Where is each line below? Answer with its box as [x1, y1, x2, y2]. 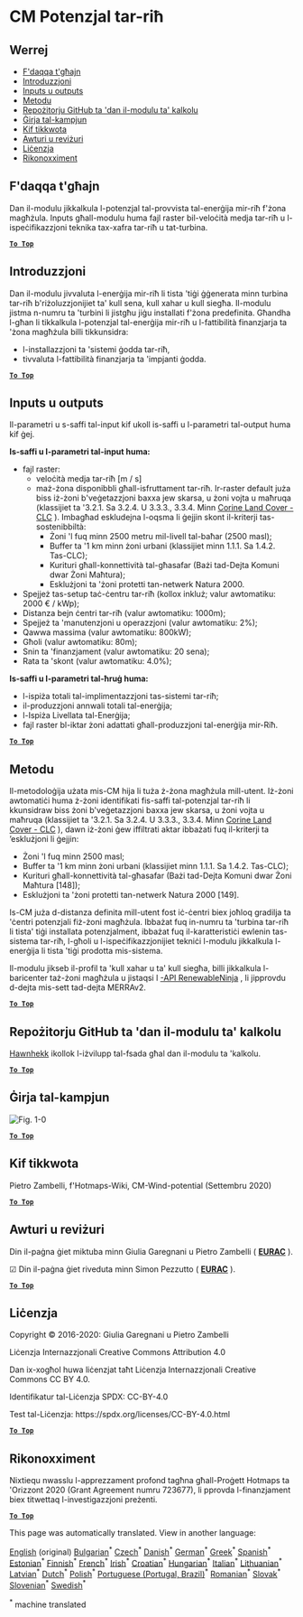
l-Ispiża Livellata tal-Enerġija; [22, 710, 131, 721]
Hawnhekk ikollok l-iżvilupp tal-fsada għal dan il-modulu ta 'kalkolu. [9, 1048, 262, 1059]
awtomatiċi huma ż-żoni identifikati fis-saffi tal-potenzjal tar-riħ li [9, 795, 251, 806]
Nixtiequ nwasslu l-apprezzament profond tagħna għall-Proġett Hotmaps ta [9, 1475, 290, 1486]
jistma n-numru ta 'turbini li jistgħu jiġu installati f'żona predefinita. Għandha [9, 307, 291, 318]
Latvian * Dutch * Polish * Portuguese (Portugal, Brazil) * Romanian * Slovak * [9, 1567, 281, 1580]
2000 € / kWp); [22, 598, 79, 609]
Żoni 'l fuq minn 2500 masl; [22, 851, 124, 862]
